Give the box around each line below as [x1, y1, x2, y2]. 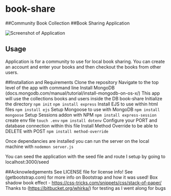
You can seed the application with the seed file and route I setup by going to [5, 153, 166, 159]
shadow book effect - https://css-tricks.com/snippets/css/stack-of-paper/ [5, 180, 162, 186]
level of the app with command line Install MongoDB [5, 84, 115, 91]
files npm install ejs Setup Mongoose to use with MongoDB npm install [5, 106, 160, 113]
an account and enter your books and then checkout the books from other [5, 63, 161, 70]
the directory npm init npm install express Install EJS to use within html [5, 101, 158, 107]
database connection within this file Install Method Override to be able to [5, 122, 158, 128]
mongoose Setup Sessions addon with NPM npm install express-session [5, 112, 157, 118]
